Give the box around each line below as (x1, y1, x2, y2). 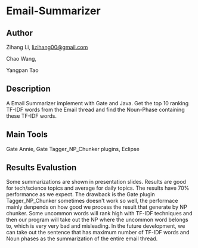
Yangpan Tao (6, 67, 39, 74)
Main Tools (6, 130, 48, 140)
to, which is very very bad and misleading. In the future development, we (6, 222, 185, 230)
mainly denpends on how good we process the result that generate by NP (6, 203, 188, 211)
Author (6, 28, 33, 38)
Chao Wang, (6, 55, 37, 62)
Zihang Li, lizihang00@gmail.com (6, 43, 88, 51)
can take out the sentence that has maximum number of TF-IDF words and (6, 229, 190, 236)
